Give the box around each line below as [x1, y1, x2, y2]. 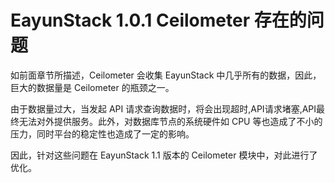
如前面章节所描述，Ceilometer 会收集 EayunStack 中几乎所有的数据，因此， [10, 69, 322, 81]
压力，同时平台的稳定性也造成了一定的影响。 [10, 127, 195, 140]
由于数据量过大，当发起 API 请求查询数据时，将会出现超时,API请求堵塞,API [10, 102, 317, 115]
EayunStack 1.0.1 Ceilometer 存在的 [10, 9, 307, 32]
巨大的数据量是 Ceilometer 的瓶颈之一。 [10, 81, 175, 93]
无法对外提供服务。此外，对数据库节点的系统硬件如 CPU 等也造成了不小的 [18, 115, 323, 127]
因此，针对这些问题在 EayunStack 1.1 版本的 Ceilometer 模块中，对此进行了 [10, 149, 318, 161]
